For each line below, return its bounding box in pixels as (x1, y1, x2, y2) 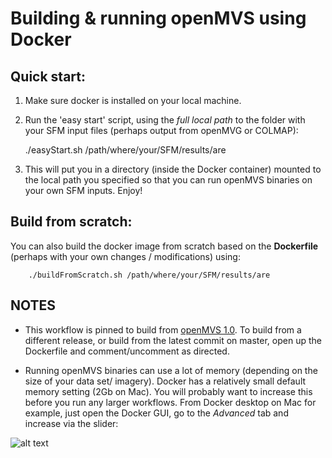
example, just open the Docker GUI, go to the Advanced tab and (24, 407, 289, 419)
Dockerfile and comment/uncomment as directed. (24, 345, 230, 357)
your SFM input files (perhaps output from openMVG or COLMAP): (24, 125, 299, 136)
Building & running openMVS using (10, 7, 307, 30)
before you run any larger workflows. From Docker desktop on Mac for (24, 396, 317, 408)
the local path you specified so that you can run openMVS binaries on (24, 174, 313, 186)
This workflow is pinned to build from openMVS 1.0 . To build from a (24, 323, 302, 336)
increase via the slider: (24, 417, 119, 429)
